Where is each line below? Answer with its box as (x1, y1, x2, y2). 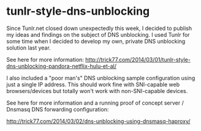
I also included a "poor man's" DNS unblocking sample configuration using (6, 74, 195, 81)
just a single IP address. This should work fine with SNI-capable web (6, 81, 180, 88)
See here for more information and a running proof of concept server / (6, 99, 184, 107)
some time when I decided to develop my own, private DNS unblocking (6, 37, 186, 45)
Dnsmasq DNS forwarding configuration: (6, 105, 109, 113)
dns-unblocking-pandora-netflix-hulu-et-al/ (6, 62, 117, 70)
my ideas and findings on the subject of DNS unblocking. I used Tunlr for (6, 31, 190, 38)
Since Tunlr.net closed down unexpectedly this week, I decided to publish (6, 24, 192, 32)
